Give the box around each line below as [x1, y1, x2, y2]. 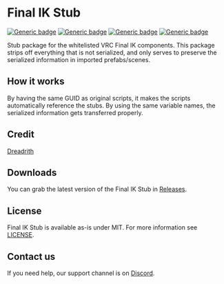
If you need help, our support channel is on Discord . [7, 269, 155, 277]
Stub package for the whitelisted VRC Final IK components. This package [7, 41, 215, 49]
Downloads [7, 167, 57, 179]
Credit [7, 129, 34, 141]
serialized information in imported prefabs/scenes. [7, 55, 151, 63]
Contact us [7, 250, 56, 263]
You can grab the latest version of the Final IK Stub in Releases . [7, 185, 187, 194]
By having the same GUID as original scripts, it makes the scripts [7, 94, 191, 102]
